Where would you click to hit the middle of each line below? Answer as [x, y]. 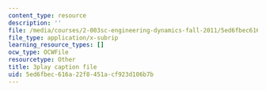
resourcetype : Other [42, 60]
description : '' [35, 23]
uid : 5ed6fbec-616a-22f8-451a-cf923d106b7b [81, 74]
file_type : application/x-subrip [63, 38]
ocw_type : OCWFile [38, 52]
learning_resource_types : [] [56, 45]
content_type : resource [47, 15]
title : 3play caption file [53, 67]
